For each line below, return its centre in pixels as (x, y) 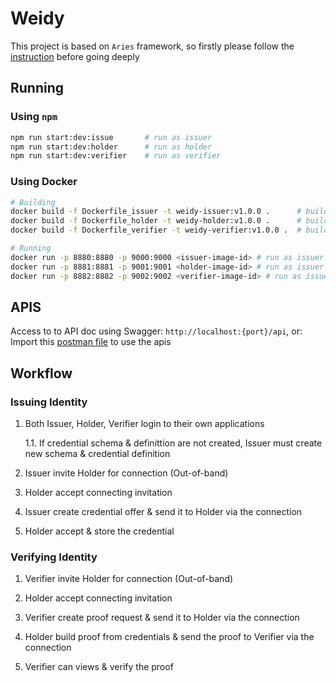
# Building (33, 202)
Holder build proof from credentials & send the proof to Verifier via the (169, 637)
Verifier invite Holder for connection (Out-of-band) (129, 579)
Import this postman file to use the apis (91, 342)
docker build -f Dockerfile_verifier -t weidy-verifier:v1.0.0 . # (156, 230)
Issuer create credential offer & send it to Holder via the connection (163, 512)
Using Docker (44, 182)
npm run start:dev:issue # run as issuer (111, 137)
